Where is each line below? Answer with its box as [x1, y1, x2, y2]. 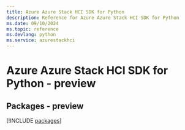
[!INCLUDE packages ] [6, 117, 62, 124]
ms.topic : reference [6, 26, 59, 32]
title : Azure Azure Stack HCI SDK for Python [6, 9, 124, 15]
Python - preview [6, 77, 96, 90]
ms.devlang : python [6, 32, 56, 38]
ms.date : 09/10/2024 [6, 20, 59, 26]
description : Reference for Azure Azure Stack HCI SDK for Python [6, 15, 179, 21]
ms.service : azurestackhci [6, 37, 75, 43]
